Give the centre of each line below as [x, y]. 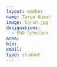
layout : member [25, 11]
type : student [24, 55]
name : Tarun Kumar [28, 17]
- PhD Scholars [30, 33]
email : [14, 50]
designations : [24, 28]
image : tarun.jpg [27, 22]
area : [13, 38]
